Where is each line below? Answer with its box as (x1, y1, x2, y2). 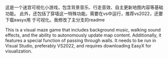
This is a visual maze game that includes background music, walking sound (5, 27, 161, 32)
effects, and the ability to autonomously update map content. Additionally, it (5, 32, 161, 38)
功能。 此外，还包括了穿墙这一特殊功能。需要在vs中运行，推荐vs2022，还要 (5, 10, 163, 16)
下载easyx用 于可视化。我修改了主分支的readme (5, 17, 105, 22)
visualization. (5, 48, 33, 54)
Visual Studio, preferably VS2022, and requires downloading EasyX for (5, 43, 151, 48)
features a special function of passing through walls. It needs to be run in (5, 37, 156, 43)
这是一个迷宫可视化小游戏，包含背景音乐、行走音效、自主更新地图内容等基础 (5, 4, 163, 10)
